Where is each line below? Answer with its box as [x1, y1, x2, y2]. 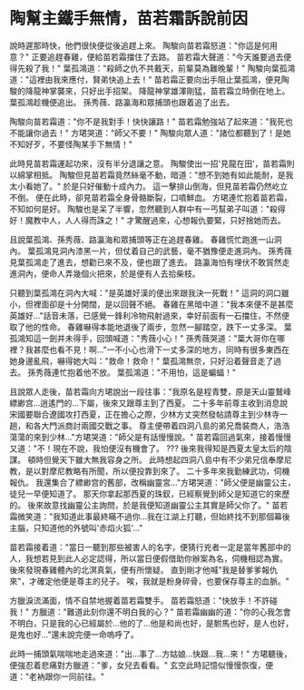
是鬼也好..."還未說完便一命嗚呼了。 [9, 628, 139, 640]
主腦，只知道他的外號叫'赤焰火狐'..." [9, 522, 143, 533]
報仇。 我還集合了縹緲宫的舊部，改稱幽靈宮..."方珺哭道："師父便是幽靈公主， [9, 477, 296, 488]
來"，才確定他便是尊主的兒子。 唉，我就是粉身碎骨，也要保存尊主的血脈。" [9, 576, 289, 586]
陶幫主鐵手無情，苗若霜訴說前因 [9, 8, 249, 29]
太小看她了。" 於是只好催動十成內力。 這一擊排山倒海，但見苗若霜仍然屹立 [9, 181, 289, 192]
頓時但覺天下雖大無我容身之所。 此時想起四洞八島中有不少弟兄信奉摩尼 [26, 454, 292, 465]
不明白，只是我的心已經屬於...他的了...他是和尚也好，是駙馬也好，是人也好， [9, 617, 294, 628]
